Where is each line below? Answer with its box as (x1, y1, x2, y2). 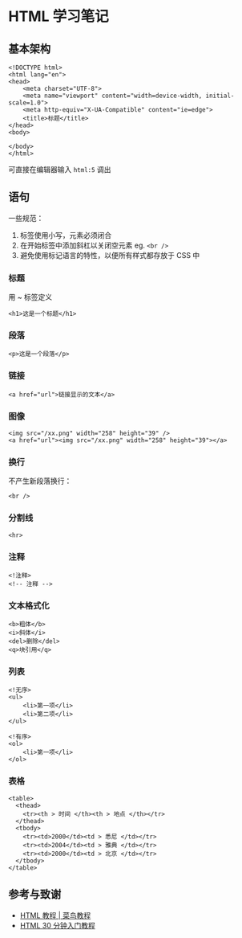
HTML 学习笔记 (8, 7, 110, 26)
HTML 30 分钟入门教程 (19, 920, 96, 930)
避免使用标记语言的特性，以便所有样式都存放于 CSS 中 (19, 250, 200, 260)
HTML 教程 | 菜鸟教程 (19, 910, 91, 920)
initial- (205, 92, 235, 100)
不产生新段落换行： (8, 476, 72, 486)
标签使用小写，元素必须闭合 (19, 230, 112, 240)
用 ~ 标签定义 (8, 293, 53, 302)
